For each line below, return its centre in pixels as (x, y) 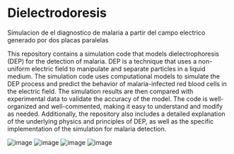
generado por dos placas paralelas (58, 40)
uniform (19, 69)
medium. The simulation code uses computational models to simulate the (114, 76)
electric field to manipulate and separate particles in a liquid (119, 69)
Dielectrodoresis (57, 13)
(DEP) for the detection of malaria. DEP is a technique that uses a (102, 61)
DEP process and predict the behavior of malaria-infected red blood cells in (117, 83)
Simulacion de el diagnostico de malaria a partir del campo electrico (106, 32)
